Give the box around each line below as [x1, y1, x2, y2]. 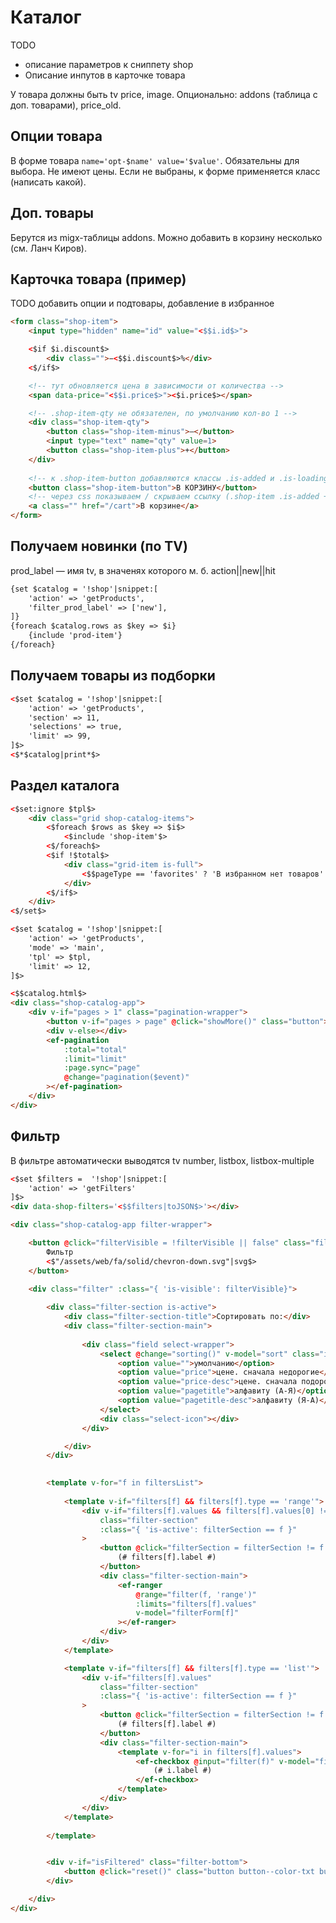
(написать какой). [10, 176, 87, 188]
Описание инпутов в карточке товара [24, 69, 186, 81]
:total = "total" [63, 1044, 128, 1055]
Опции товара [10, 128, 103, 145]
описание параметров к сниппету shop [24, 58, 194, 70]
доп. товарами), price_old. [10, 99, 122, 111]
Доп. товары [10, 205, 94, 222]
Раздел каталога [10, 777, 120, 795]
